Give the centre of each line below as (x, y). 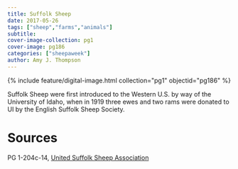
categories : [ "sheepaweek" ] (49, 54)
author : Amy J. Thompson (44, 60)
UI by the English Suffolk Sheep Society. (66, 109)
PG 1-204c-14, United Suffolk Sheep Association (78, 158)
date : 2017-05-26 (33, 21)
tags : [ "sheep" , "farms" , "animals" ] (60, 27)
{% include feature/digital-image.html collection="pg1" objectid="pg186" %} (119, 80)
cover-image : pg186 (36, 47)
